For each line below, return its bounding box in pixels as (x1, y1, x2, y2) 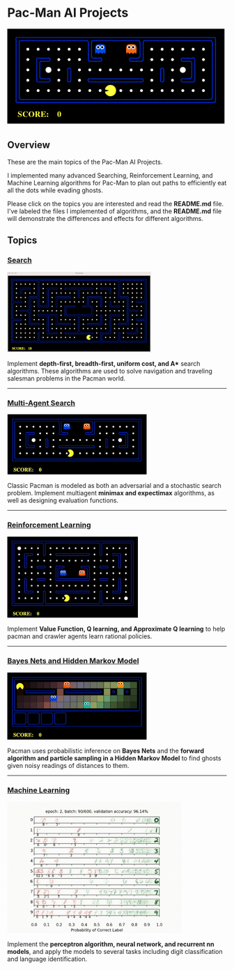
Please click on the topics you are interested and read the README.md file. (7, 199, 224, 208)
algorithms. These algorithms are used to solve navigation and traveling (7, 367, 212, 376)
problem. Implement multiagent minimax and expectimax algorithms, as (7, 489, 214, 498)
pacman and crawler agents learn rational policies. (7, 632, 153, 640)
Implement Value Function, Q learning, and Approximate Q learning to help (7, 625, 226, 633)
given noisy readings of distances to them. (7, 761, 130, 769)
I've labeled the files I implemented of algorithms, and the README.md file (7, 207, 222, 215)
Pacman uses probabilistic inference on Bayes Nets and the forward (7, 746, 204, 755)
